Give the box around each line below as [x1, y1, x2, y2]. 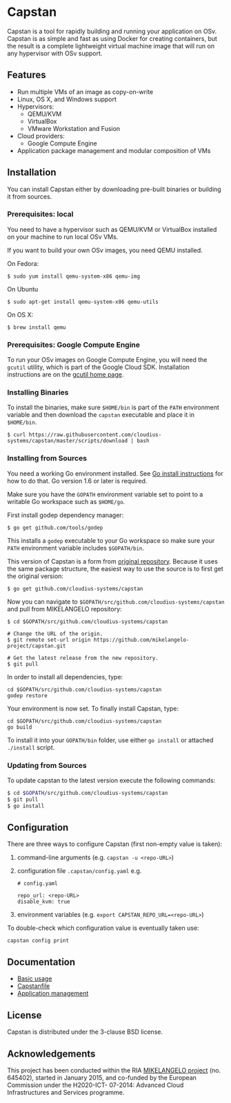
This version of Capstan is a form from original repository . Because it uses [7, 557, 219, 565]
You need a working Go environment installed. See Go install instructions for [7, 469, 224, 478]
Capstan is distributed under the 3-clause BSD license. [7, 1028, 163, 1036]
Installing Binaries [7, 388, 69, 397]
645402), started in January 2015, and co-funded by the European [7, 1073, 197, 1082]
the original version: [7, 572, 64, 580]
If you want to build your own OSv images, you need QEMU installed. [7, 246, 203, 254]
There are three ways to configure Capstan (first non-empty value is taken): [7, 840, 223, 848]
